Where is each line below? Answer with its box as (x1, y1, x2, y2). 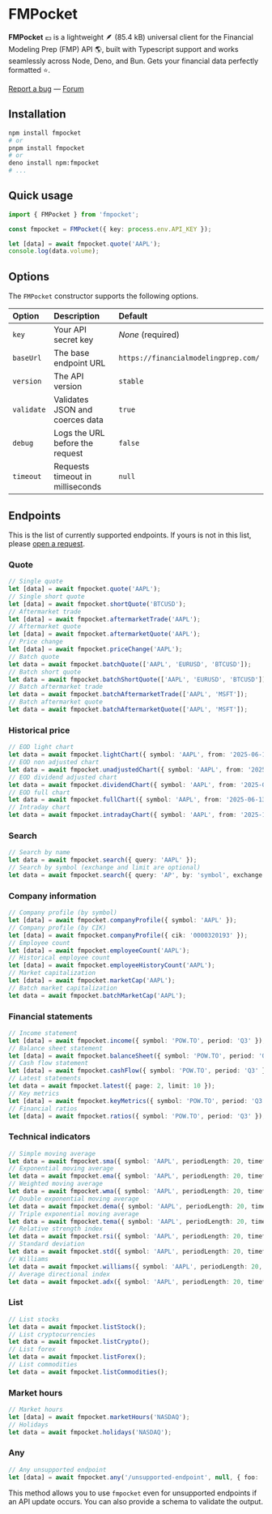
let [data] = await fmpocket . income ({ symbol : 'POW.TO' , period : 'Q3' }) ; (8, 1037, 266, 1045)
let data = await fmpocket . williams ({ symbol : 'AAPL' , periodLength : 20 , (8, 1262, 263, 1271)
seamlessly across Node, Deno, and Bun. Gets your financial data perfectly (8, 56, 259, 66)
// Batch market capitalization (8, 984, 117, 992)
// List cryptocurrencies (8, 1330, 96, 1338)
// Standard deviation (8, 1240, 85, 1248)
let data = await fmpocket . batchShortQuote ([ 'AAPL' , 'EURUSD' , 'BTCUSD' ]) (8, 675, 266, 683)
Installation (8, 107, 66, 122)
